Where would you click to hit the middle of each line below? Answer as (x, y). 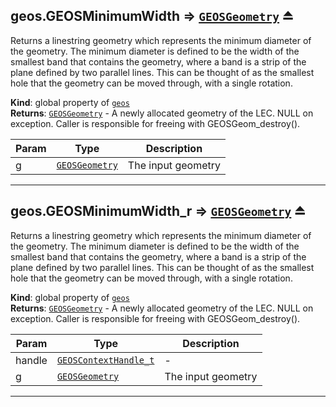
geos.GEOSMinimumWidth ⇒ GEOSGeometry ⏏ (152, 16)
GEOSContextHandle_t (105, 360)
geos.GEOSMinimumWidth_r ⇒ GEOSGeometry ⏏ (158, 211)
